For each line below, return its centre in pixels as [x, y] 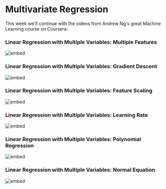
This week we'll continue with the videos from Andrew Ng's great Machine [83, 23]
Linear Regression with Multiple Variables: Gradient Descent [81, 66]
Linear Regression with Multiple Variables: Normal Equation [80, 170]
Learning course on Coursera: [37, 29]
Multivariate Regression [57, 9]
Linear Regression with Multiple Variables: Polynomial [73, 140]
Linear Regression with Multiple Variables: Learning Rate [77, 115]
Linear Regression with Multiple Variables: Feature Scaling [79, 91]
